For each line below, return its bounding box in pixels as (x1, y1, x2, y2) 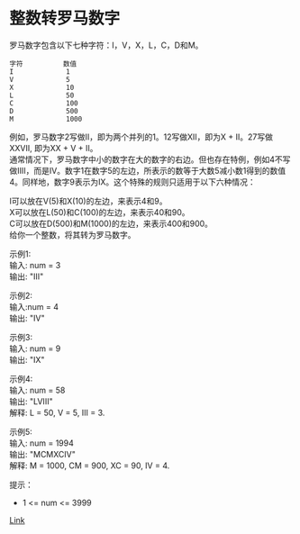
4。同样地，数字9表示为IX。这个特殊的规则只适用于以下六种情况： (9, 176, 257, 187)
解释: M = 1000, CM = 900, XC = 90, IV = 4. (9, 460, 170, 471)
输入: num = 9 (9, 343, 61, 354)
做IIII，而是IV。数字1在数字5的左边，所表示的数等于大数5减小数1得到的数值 (9, 165, 286, 176)
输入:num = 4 (9, 301, 59, 312)
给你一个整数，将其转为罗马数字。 (9, 229, 136, 240)
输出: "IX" (9, 354, 45, 365)
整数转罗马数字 (9, 8, 121, 29)
